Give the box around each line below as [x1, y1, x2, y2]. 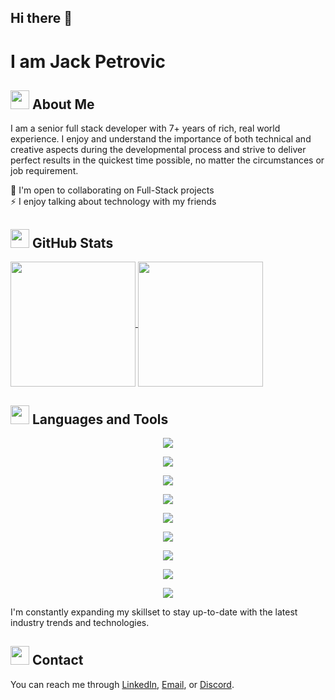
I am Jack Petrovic [10, 50, 166, 73]
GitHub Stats [31, 234, 114, 251]
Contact [31, 652, 84, 669]
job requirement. [10, 165, 79, 177]
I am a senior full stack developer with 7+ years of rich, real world [10, 122, 281, 135]
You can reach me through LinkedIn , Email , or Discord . [10, 678, 235, 690]
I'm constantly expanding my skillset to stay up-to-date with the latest [10, 606, 298, 618]
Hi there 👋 [10, 10, 73, 27]
